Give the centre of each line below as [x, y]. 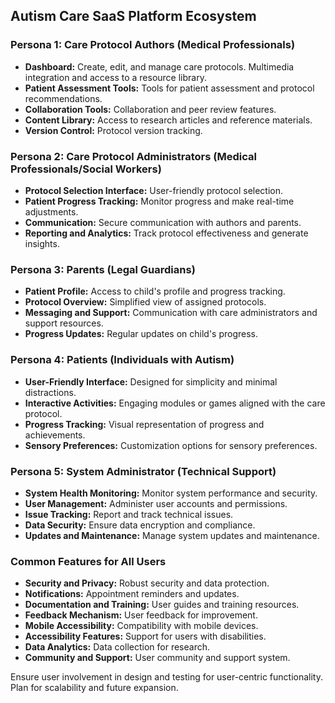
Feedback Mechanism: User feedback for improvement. [141, 615]
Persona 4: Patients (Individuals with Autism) [122, 360]
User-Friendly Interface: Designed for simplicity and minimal [151, 381]
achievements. [55, 435]
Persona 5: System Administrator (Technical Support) [143, 471]
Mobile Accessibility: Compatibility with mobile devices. [141, 626]
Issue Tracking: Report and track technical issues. [129, 514]
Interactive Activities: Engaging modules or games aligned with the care [175, 403]
